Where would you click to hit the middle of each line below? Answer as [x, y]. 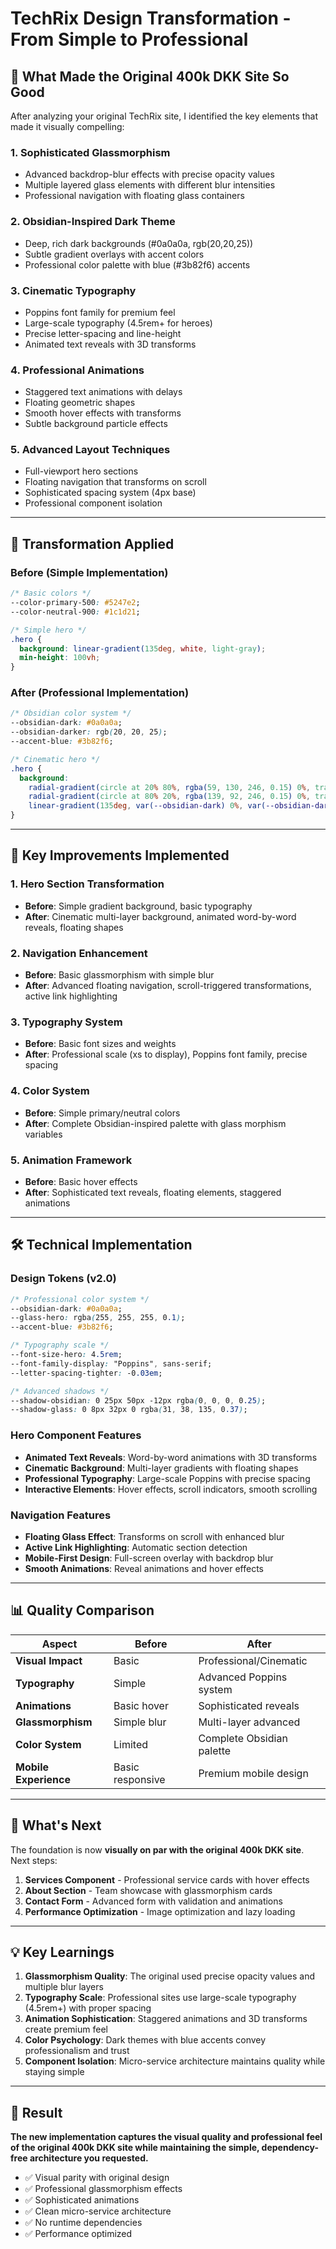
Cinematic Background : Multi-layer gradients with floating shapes [161, 1468]
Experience [43, 1779]
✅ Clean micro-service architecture [98, 2211]
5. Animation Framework [71, 1160]
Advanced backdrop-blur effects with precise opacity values [149, 174]
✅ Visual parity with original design [97, 2178]
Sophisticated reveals [249, 1705]
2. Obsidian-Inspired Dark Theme [93, 222]
